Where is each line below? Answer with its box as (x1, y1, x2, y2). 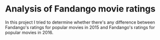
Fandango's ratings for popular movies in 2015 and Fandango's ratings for (5, 24, 155, 30)
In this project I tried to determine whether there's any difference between (5, 19, 155, 25)
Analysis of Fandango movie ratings (5, 3, 156, 14)
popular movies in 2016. (5, 29, 54, 35)
